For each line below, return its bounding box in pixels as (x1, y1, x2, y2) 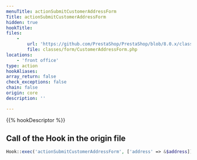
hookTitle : (6, 25, 33, 31)
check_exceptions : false (6, 79, 67, 85)
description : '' (6, 95, 46, 101)
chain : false (6, 85, 38, 91)
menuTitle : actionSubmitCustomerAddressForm (6, 8, 117, 15)
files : (6, 30, 22, 36)
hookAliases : (6, 68, 38, 74)
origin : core (6, 90, 38, 96)
